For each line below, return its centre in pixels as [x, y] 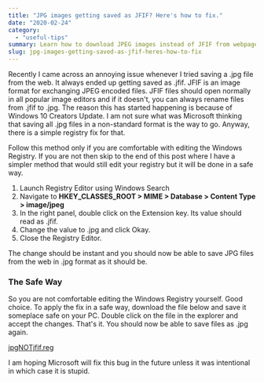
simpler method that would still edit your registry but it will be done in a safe [131, 164]
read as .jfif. [39, 221]
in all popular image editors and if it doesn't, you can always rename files [126, 99]
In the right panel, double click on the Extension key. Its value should [130, 213]
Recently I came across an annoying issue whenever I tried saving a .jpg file [131, 74]
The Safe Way [35, 282]
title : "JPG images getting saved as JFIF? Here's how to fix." [115, 15]
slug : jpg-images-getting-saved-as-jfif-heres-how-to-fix [105, 52]
